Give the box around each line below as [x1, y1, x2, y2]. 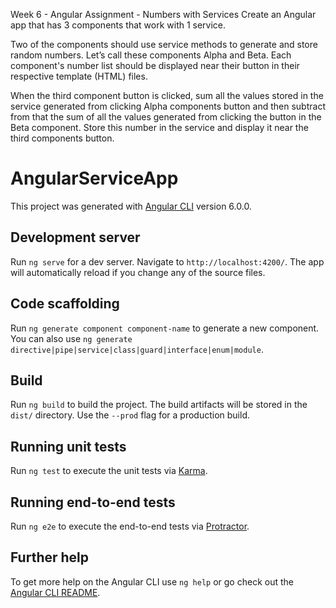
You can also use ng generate [10, 332, 133, 344]
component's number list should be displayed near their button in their [10, 60, 301, 71]
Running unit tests [10, 438, 127, 455]
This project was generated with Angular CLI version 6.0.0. [10, 200, 252, 212]
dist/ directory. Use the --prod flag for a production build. [10, 409, 250, 421]
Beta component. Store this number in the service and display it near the [10, 122, 309, 133]
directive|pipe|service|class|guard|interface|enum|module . [10, 343, 264, 355]
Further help [10, 549, 90, 566]
